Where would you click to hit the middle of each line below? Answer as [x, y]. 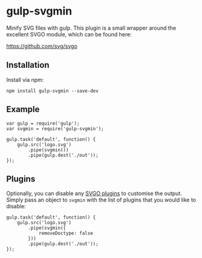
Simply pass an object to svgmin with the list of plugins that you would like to [101, 200]
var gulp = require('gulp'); [43, 123]
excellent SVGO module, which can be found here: [69, 34]
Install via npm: [25, 79]
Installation [28, 65]
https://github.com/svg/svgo [42, 46]
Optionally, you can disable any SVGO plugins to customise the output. [94, 193]
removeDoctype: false [66, 233]
